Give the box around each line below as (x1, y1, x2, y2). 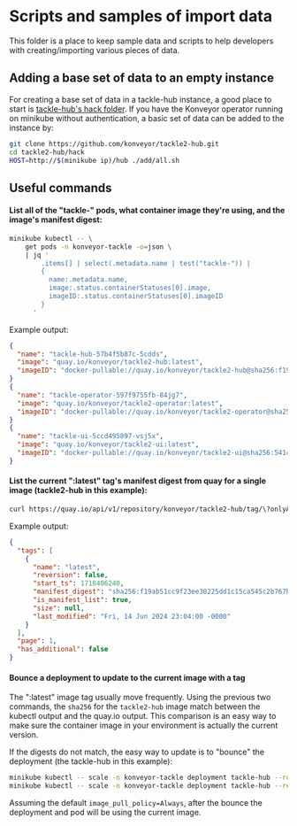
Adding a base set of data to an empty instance (9, 71, 274, 86)
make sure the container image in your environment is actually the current (9, 720, 278, 731)
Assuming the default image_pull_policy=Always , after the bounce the (9, 798, 263, 807)
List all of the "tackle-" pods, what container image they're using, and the (9, 205, 286, 216)
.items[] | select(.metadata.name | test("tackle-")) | (41, 259, 251, 267)
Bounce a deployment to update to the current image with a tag (9, 672, 246, 683)
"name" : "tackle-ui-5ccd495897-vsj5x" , (17, 432, 164, 441)
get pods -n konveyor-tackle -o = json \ (25, 242, 172, 251)
